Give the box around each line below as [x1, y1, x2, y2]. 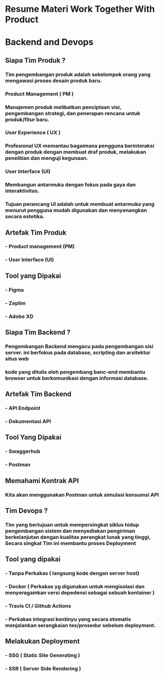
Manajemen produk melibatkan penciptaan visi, [5, 104, 122, 111]
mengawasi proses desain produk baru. [5, 77, 102, 84]
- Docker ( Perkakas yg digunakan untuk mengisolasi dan [5, 583, 145, 590]
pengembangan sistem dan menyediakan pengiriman [5, 527, 135, 534]
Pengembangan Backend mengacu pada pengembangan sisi [5, 343, 154, 350]
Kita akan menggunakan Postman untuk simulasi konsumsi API [5, 491, 159, 498]
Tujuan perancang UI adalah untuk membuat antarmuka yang [5, 201, 155, 208]
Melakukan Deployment [5, 637, 80, 645]
